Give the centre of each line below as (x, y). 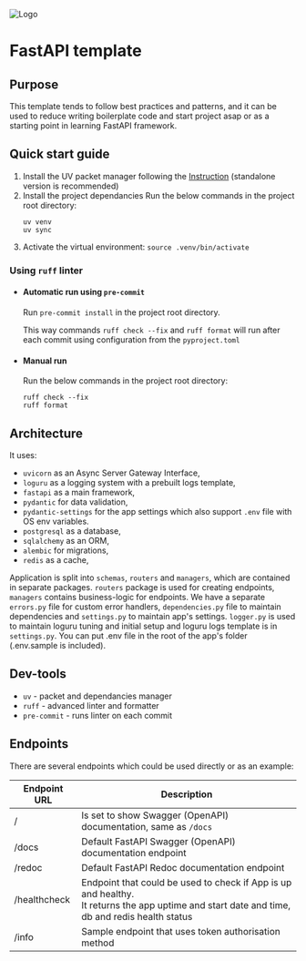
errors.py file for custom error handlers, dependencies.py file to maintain (146, 607)
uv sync (37, 230)
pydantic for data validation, (75, 502)
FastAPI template (76, 51)
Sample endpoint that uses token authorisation (181, 931)
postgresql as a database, (71, 531)
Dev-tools (38, 674)
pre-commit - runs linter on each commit (97, 715)
